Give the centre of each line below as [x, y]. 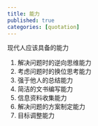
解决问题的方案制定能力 [51, 107]
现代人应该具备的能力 [38, 48]
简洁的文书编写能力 [45, 89]
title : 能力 [23, 14]
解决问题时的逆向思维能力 [54, 63]
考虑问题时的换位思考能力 [54, 72]
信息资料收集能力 [42, 98]
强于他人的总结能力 [45, 80]
